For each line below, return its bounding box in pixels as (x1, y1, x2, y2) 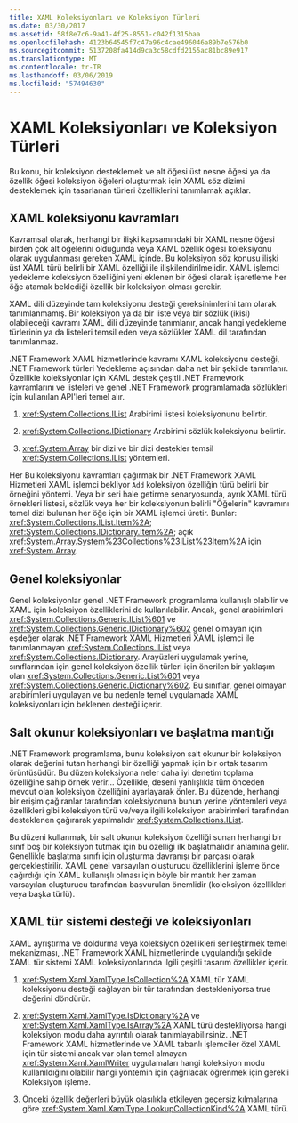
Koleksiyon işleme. (21, 1076, 92, 1087)
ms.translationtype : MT (9, 54, 98, 63)
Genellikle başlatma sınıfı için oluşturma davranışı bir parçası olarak (9, 851, 255, 861)
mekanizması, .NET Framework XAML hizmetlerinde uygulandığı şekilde (9, 947, 273, 957)
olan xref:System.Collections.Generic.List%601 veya (9, 671, 200, 682)
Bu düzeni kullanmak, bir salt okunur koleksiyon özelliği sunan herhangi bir (9, 832, 283, 842)
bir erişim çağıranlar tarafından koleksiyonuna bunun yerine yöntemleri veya (9, 796, 287, 806)
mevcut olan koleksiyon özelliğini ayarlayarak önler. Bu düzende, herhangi (9, 787, 280, 796)
